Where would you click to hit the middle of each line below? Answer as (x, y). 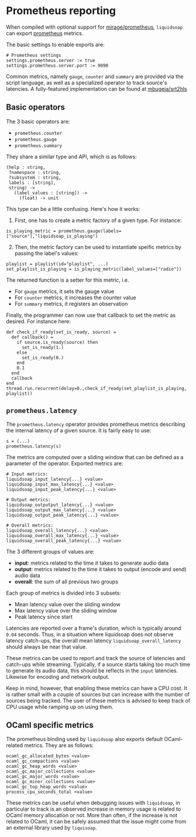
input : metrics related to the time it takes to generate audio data (92, 563)
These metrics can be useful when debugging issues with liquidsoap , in (93, 803)
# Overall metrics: (30, 525)
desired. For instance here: (39, 321)
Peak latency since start (44, 617)
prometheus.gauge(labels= (90, 231)
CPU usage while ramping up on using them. (60, 706)
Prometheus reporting (61, 11)
